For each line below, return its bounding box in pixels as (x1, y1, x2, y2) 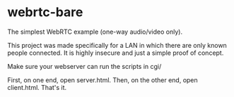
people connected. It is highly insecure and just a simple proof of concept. (7, 48, 224, 57)
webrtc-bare (7, 4, 83, 20)
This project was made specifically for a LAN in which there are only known (7, 41, 228, 49)
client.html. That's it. (7, 83, 67, 91)
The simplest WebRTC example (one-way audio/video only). (7, 27, 182, 36)
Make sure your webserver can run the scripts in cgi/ (7, 62, 162, 70)
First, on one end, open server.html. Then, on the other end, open (7, 75, 198, 84)
